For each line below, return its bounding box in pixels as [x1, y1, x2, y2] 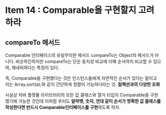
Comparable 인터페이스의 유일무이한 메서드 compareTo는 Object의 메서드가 [5, 53, 154, 58]
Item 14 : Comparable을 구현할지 [5, 4, 136, 16]
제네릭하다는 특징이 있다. [11, 65, 59, 70]
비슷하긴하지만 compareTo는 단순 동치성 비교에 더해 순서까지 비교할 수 [15, 58, 152, 64]
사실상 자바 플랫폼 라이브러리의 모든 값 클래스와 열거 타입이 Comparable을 [5, 92, 149, 98]
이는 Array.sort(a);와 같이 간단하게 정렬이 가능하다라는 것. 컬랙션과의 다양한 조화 [5, 81, 160, 87]
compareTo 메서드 [5, 38, 60, 47]
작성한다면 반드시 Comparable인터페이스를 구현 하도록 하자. [5, 105, 120, 110]
